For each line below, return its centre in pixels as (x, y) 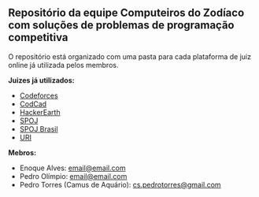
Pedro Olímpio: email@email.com (73, 176)
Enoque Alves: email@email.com (72, 168)
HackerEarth (40, 112)
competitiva (38, 37)
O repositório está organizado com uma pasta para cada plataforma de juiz (130, 56)
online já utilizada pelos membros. (63, 65)
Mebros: (22, 152)
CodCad (33, 104)
